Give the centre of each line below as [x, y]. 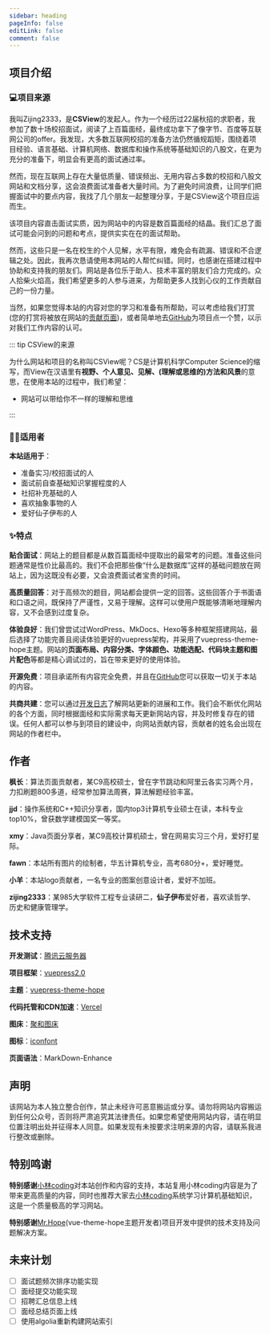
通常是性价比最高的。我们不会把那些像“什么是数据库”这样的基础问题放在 [135, 565]
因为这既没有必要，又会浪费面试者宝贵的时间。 [107, 575]
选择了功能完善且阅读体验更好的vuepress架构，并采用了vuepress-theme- [137, 639]
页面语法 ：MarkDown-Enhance [61, 1058]
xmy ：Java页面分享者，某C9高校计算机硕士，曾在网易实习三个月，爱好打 [131, 836]
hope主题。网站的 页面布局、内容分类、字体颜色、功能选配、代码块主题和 [130, 649]
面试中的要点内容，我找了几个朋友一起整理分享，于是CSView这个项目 [131, 196]
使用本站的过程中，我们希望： [79, 381]
